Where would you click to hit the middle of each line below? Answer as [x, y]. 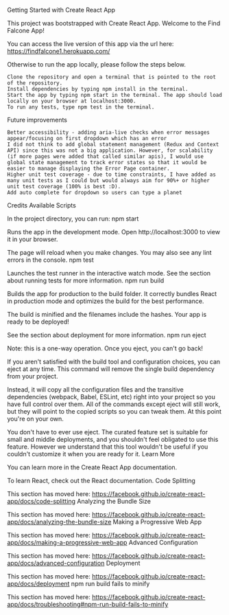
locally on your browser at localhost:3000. [72, 101]
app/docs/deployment [38, 584]
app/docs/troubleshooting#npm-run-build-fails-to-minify [88, 604]
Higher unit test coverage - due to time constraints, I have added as [111, 175]
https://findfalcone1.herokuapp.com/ [59, 51]
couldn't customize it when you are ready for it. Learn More [91, 454]
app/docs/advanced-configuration [56, 563]
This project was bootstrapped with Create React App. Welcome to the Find [114, 23]
